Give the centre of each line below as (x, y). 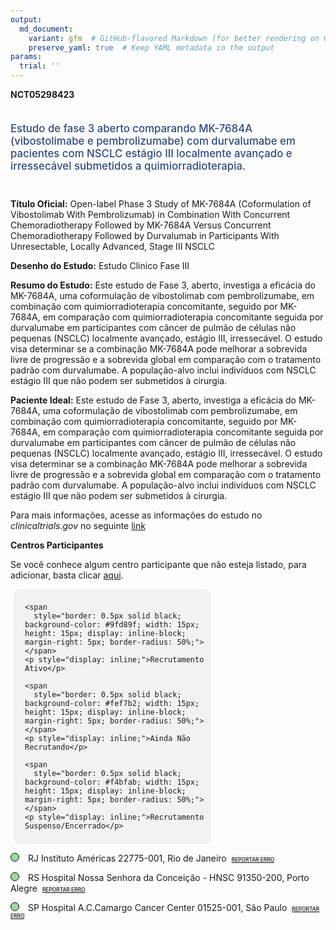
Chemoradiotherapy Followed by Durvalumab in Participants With (145, 235)
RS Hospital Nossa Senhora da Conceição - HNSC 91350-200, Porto (168, 877)
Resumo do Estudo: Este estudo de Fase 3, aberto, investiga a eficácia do (163, 285)
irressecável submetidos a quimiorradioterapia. (128, 166)
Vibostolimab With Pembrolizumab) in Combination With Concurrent (150, 214)
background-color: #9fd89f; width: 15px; (112, 624)
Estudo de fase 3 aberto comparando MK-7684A (131, 128)
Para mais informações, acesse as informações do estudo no (136, 515)
